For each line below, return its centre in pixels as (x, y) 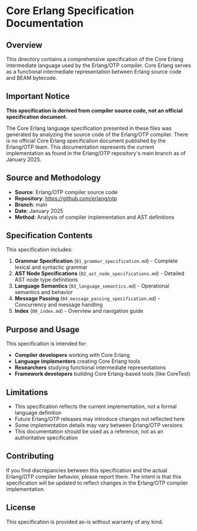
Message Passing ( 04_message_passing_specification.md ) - (87, 299)
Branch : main (31, 205)
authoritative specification (46, 438)
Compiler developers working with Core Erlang (72, 355)
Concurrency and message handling (59, 305)
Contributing (30, 456)
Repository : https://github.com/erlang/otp (66, 198)
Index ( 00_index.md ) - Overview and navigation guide (79, 311)
